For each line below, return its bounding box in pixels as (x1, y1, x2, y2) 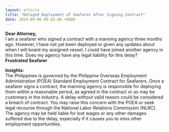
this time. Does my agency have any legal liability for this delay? (5, 52, 138, 58)
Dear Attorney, (5, 31, 37, 37)
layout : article (5, 7, 39, 13)
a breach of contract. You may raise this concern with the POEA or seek (5, 100, 155, 106)
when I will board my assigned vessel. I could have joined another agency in (5, 47, 163, 53)
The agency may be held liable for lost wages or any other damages (5, 110, 147, 116)
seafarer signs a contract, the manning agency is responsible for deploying (5, 83, 161, 90)
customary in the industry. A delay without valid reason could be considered (5, 94, 164, 100)
